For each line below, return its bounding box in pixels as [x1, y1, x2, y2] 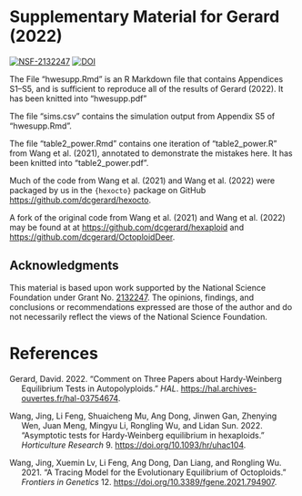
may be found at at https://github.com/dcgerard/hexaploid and [9, 222, 245, 232]
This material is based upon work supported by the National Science [9, 282, 267, 293]
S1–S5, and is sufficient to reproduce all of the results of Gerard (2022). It [9, 83, 284, 94]
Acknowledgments [9, 258, 120, 274]
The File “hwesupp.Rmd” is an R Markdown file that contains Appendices [9, 73, 284, 84]
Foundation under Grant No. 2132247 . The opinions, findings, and [9, 292, 255, 303]
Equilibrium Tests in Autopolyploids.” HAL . [21, 383, 179, 394]
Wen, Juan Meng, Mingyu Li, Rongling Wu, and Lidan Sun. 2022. [21, 419, 263, 430]
